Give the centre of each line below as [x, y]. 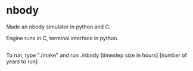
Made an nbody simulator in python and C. [58, 27]
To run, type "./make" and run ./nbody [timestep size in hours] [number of [97, 55]
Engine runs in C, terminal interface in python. [63, 38]
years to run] [22, 62]
